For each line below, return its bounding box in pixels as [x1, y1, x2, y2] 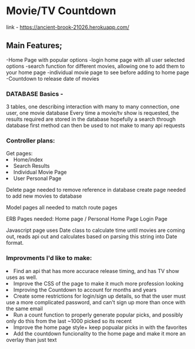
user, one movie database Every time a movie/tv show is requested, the [6, 109, 179, 117]
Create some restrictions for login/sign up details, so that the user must [14, 293, 186, 300]
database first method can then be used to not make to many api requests [6, 122, 185, 129]
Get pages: [6, 150, 33, 157]
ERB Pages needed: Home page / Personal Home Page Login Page [6, 215, 167, 222]
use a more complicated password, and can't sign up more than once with [6, 298, 186, 305]
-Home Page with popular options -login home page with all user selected [6, 56, 185, 63]
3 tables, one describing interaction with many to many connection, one [6, 103, 180, 110]
